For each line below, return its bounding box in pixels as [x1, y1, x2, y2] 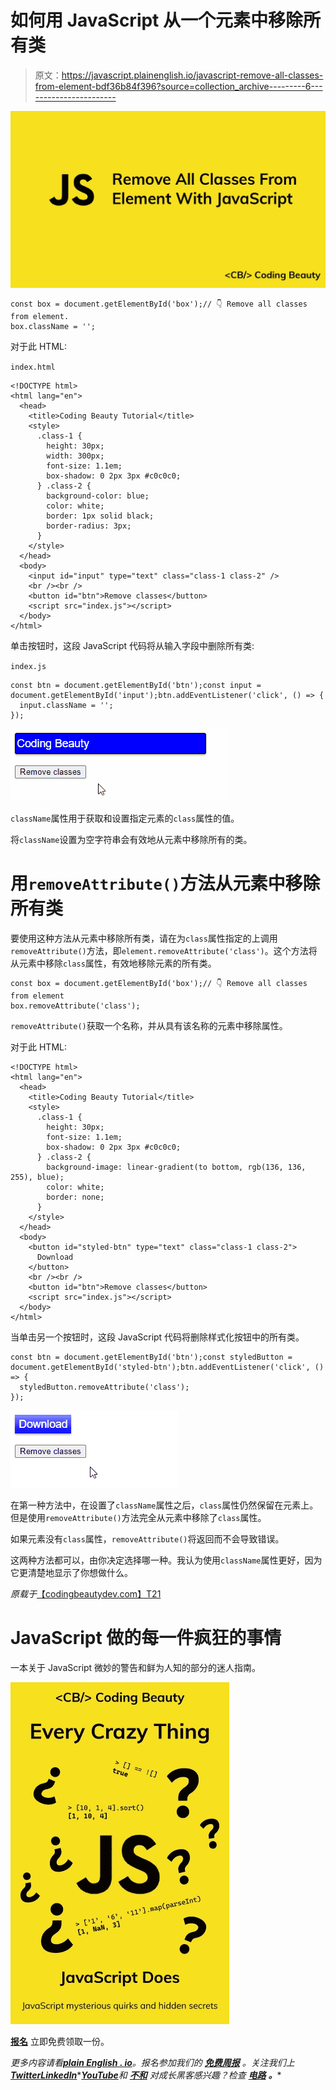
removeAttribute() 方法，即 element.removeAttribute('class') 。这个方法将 [10, 944, 318, 956]
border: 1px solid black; [46, 511, 155, 521]
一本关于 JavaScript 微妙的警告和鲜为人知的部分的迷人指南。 [10, 1661, 262, 1673]
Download [36, 1252, 74, 1262]
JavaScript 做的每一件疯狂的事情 [10, 1627, 282, 1650]
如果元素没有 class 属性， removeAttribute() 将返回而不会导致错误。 [10, 1532, 285, 1545]
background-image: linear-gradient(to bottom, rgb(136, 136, [46, 1162, 307, 1172]
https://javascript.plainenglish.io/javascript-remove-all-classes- [61, 69, 324, 81]
